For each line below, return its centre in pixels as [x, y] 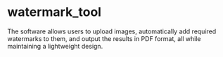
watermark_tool [55, 12]
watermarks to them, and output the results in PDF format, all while [104, 38]
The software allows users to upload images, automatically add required [112, 31]
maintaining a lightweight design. [55, 46]
